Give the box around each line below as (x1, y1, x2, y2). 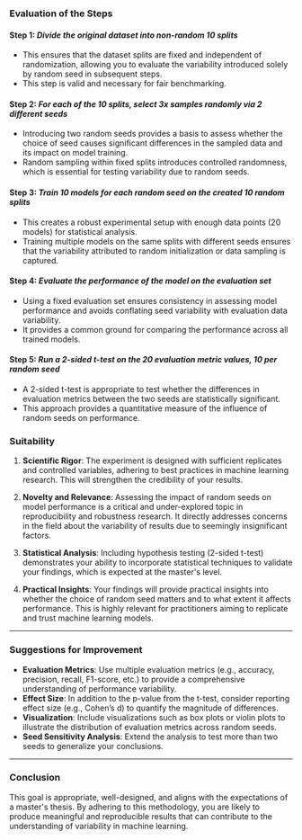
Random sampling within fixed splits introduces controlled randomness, (22, 156, 288, 168)
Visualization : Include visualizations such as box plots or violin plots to (22, 711, 286, 722)
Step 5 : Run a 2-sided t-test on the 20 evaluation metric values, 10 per (9, 354, 278, 365)
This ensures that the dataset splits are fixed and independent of (22, 49, 262, 60)
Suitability (9, 434, 56, 447)
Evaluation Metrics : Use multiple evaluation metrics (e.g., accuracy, (22, 664, 275, 675)
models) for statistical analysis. (22, 226, 138, 237)
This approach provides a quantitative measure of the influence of (22, 403, 268, 414)
